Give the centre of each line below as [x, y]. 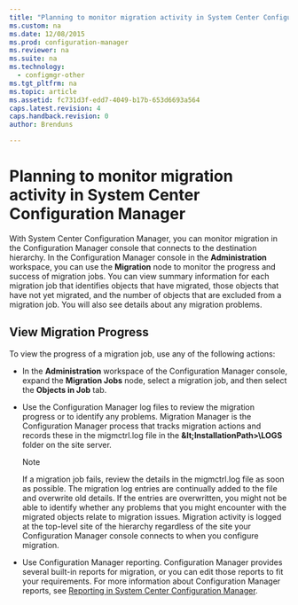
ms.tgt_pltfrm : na [43, 83]
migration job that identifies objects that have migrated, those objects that [144, 286]
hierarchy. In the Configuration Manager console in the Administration [138, 257]
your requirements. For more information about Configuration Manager [151, 581]
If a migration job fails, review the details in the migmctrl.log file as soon [153, 479]
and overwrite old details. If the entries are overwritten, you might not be [154, 498]
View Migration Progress [79, 332]
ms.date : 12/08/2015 [47, 34]
